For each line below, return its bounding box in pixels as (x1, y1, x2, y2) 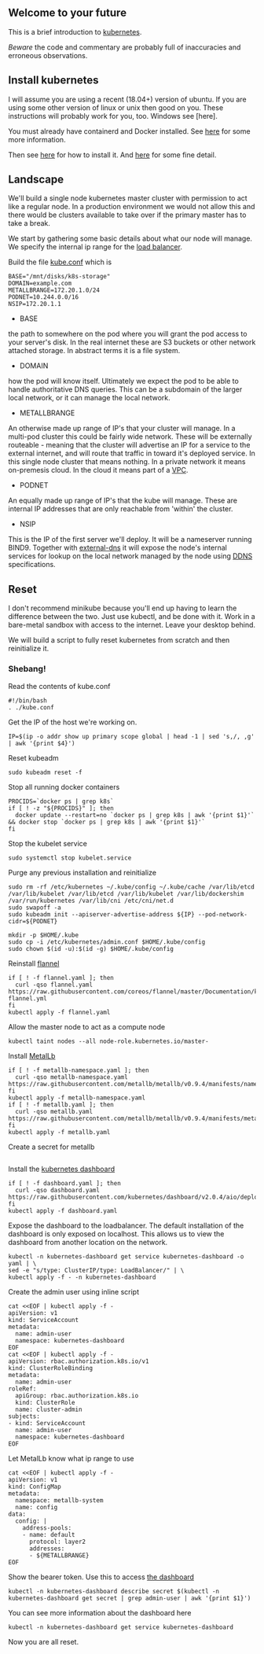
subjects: (8, 1412, 41, 1420)
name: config (15, 1503, 58, 1511)
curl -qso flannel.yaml (15, 981, 93, 989)
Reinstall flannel (8, 959, 60, 968)
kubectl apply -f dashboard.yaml (8, 1206, 118, 1214)
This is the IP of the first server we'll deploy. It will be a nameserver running (8, 535, 253, 544)
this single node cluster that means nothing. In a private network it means (8, 457, 246, 466)
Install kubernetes (8, 74, 100, 87)
